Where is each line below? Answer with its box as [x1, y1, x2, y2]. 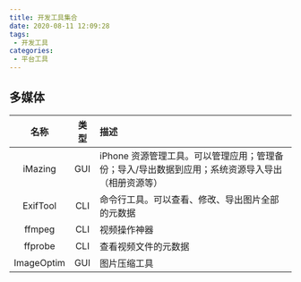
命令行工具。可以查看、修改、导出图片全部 [99, 193, 279, 206]
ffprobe [23, 239, 56, 252]
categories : [9, 47, 54, 56]
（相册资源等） [99, 176, 163, 189]
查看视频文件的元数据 [99, 240, 190, 252]
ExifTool [21, 199, 56, 211]
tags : [9, 30, 30, 38]
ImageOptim [13, 256, 65, 269]
